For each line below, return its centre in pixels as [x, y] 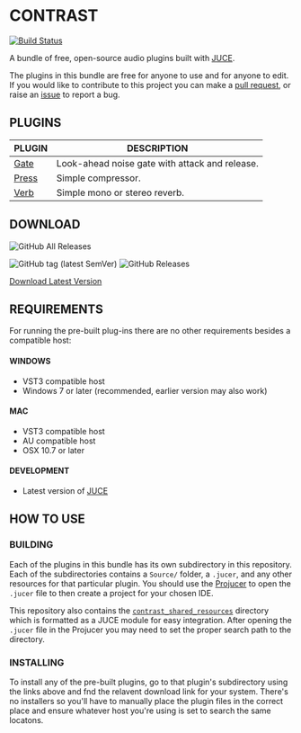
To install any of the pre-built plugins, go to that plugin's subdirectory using [149, 682]
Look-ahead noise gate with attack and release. [157, 163]
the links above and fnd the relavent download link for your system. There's [149, 691]
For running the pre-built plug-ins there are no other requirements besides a [150, 331]
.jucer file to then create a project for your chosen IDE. [111, 593]
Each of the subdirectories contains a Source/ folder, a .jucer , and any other [150, 574]
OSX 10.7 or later [53, 450]
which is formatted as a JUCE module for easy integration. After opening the [150, 620]
